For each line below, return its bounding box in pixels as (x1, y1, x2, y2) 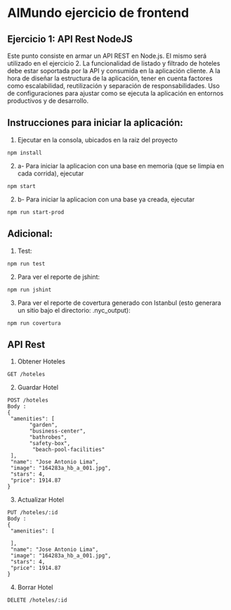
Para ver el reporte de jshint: (17, 273, 100, 281)
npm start (7, 182, 37, 189)
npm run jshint (7, 286, 52, 293)
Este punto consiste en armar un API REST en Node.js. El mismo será (7, 51, 207, 60)
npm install (7, 149, 42, 156)
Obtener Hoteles (17, 357, 65, 366)
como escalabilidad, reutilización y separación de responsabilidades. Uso (7, 82, 220, 89)
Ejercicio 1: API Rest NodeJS (7, 33, 133, 45)
